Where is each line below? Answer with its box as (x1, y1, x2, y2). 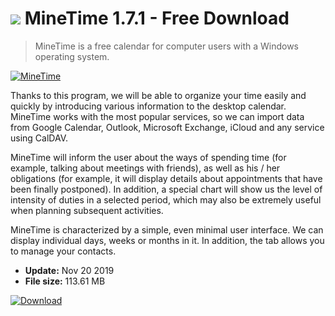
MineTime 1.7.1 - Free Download (24, 7, 290, 30)
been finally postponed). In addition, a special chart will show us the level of (10, 183, 323, 195)
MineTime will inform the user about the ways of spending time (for (10, 151, 287, 163)
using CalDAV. (10, 132, 69, 144)
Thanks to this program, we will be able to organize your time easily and (10, 89, 307, 101)
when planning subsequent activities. (10, 204, 164, 216)
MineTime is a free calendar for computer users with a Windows (34, 40, 300, 52)
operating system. (34, 50, 110, 62)
